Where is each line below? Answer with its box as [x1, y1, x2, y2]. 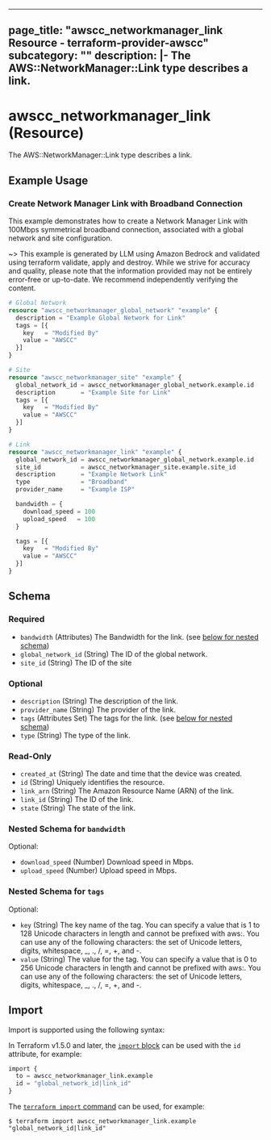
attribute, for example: [8, 1049, 82, 1059]
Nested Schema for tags [8, 886, 105, 897]
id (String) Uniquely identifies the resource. [19, 778, 165, 787]
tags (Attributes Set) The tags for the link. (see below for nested [19, 713, 233, 723]
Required [8, 614, 45, 625]
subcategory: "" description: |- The [8, 49, 191, 63]
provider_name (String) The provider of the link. [19, 704, 176, 714]
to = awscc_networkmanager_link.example [15, 1072, 153, 1080]
